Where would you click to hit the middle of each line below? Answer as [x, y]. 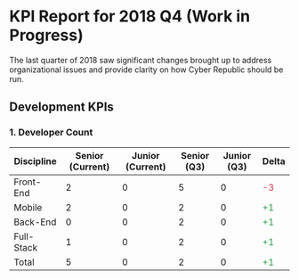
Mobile [28, 207]
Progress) [47, 35]
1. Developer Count [51, 133]
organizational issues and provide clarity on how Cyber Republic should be [146, 70]
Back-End [35, 222]
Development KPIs [61, 107]
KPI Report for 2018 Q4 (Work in [130, 16]
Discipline [36, 161]
